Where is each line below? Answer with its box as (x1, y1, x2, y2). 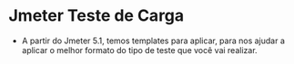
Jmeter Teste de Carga (8, 5, 185, 26)
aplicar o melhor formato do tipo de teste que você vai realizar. (21, 44, 258, 55)
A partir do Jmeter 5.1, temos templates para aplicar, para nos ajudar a (21, 35, 286, 46)
